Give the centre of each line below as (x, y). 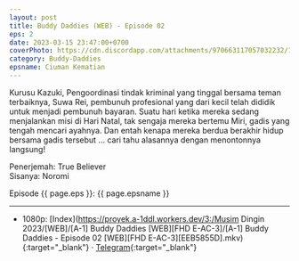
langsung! (28, 149)
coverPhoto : (31, 51)
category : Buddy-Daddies (55, 59)
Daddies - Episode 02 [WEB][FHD (84, 238)
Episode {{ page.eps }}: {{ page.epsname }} (89, 193)
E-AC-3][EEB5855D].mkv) (196, 238)
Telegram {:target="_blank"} (146, 247)
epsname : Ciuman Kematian (57, 68)
